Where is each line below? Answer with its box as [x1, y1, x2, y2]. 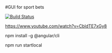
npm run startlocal [5, 42, 42, 48]
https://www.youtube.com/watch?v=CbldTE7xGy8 [5, 23, 107, 29]
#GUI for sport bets [5, 4, 44, 10]
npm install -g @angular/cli [5, 33, 60, 38]
